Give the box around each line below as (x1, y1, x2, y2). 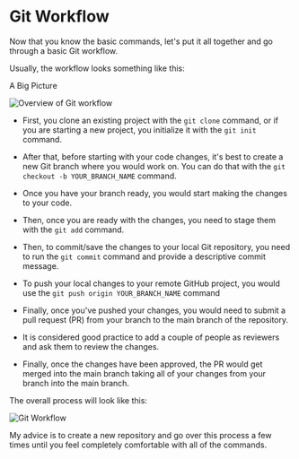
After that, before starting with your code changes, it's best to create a (22, 151, 284, 162)
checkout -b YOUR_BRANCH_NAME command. (22, 170, 177, 181)
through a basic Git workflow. (9, 45, 119, 56)
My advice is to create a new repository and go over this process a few (9, 429, 272, 440)
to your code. (22, 197, 73, 208)
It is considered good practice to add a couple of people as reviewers (22, 332, 280, 342)
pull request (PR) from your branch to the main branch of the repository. (22, 314, 289, 325)
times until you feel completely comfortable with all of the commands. (9, 439, 268, 450)
